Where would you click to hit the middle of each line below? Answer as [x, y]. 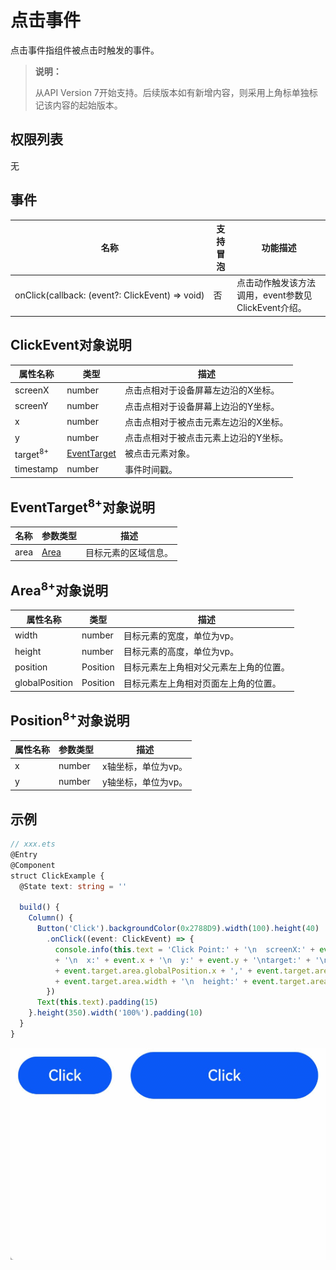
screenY [31, 406]
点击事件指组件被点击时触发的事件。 [85, 50]
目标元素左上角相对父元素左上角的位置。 [206, 667]
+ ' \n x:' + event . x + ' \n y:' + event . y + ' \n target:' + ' [187, 960]
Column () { [51, 918]
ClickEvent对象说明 [71, 345]
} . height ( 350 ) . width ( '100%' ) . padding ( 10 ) [115, 1013]
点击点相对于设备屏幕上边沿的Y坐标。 [202, 406]
